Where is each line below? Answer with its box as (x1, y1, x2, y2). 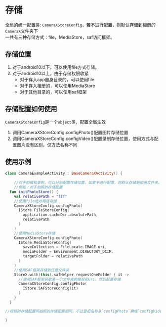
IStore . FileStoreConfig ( (18, 208, 70, 213)
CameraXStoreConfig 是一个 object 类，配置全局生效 (5, 119, 106, 125)
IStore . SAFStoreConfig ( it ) (23, 286, 79, 291)
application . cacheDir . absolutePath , (23, 212, 98, 218)
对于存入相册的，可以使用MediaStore (19, 83, 95, 89)
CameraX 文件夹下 (5, 28, 39, 34)
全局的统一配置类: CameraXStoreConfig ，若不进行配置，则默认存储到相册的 (5, 22, 156, 28)
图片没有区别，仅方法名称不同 (16, 141, 78, 147)
